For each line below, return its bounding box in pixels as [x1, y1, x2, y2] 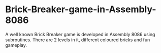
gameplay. [5, 42, 27, 48]
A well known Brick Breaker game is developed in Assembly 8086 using [5, 31, 155, 37]
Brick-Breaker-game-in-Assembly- [5, 4, 156, 15]
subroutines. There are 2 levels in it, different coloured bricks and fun [5, 37, 150, 43]
